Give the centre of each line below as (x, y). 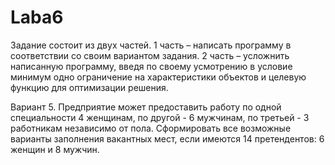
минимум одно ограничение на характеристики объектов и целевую (158, 77)
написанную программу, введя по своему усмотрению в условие (151, 66)
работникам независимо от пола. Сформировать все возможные (151, 128)
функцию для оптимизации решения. (89, 87)
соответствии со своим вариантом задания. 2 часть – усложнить (150, 55)
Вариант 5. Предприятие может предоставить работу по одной (146, 107)
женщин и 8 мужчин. (55, 149)
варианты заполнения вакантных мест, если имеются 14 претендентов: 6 (167, 138)
